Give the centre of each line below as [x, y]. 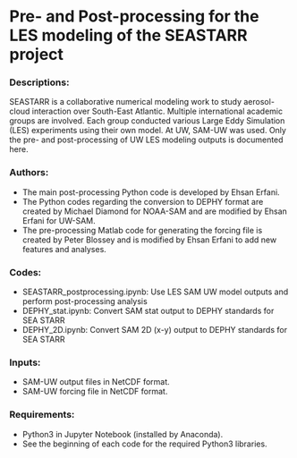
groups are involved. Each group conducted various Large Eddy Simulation [147, 121]
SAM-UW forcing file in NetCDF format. [95, 392]
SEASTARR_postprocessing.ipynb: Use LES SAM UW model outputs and [155, 292]
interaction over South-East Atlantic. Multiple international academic [157, 111]
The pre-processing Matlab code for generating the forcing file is [142, 230]
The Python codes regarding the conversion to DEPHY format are [143, 201]
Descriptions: [39, 82]
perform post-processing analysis [85, 301]
